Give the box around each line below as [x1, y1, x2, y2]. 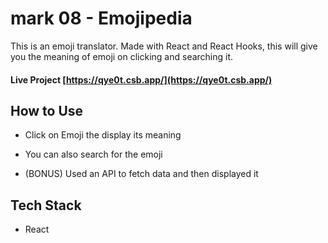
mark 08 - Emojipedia [10, 7, 193, 30]
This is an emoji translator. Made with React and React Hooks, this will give [10, 40, 318, 52]
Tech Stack [10, 197, 82, 214]
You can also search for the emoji [24, 148, 163, 161]
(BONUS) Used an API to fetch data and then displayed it [24, 168, 259, 180]
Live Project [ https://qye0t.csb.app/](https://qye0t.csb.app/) [10, 73, 273, 86]
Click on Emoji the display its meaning [24, 129, 182, 141]
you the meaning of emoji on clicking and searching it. [10, 50, 234, 62]
